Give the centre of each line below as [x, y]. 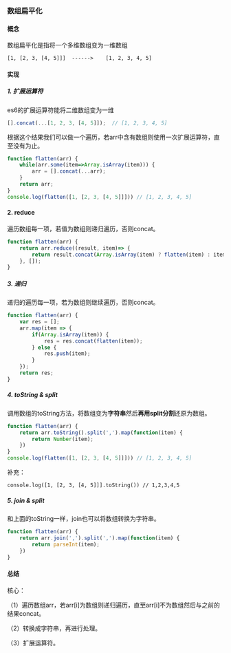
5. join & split [26, 500]
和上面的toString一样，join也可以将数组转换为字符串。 [84, 519]
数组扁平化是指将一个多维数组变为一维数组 [67, 45]
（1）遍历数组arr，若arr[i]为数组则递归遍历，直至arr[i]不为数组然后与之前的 [113, 605]
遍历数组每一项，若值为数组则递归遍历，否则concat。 [83, 228]
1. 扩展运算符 [25, 92]
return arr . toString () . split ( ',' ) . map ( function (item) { [101, 432]
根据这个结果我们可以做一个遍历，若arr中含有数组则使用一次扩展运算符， [111, 137]
